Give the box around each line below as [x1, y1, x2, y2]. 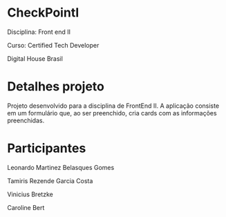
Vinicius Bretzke [7, 190, 53, 198]
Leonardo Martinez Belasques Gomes [7, 163, 115, 171]
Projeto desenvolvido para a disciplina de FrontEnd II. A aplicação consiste [7, 102, 220, 110]
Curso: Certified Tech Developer [7, 41, 100, 49]
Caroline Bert [7, 203, 45, 211]
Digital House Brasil [7, 54, 64, 63]
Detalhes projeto [7, 79, 105, 95]
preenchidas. [7, 116, 45, 124]
